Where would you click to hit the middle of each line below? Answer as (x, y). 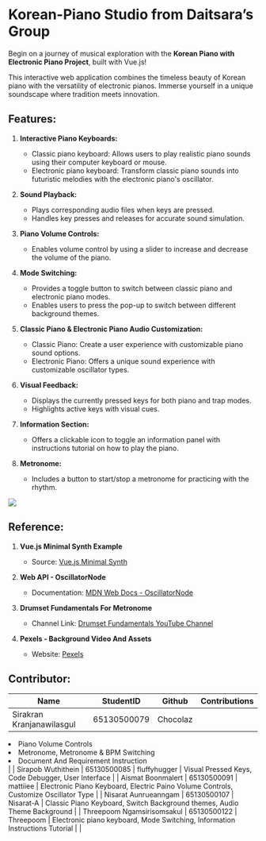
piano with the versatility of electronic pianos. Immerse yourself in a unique (131, 86)
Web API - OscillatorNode (63, 577)
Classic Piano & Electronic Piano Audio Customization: (111, 329)
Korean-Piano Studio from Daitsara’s (131, 15)
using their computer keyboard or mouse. (99, 162)
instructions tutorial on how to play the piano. (105, 448)
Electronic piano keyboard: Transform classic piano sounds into (135, 170)
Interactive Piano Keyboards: (68, 138)
